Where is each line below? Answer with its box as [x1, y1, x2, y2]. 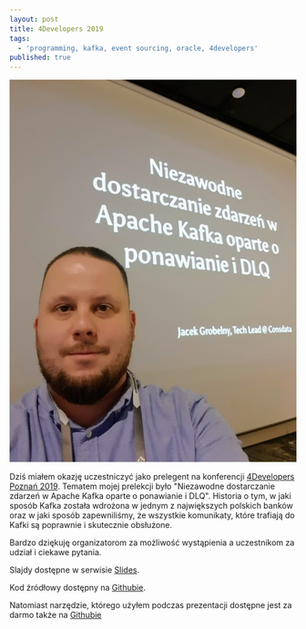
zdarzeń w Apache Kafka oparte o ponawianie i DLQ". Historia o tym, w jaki [9, 490, 291, 501]
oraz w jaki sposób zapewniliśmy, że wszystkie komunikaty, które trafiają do [9, 510, 295, 521]
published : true [9, 53, 71, 63]
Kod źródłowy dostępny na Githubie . [9, 582, 146, 593]
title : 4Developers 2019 [9, 24, 104, 34]
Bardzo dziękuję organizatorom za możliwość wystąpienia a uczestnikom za [9, 537, 295, 548]
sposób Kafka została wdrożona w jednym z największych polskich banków [9, 500, 293, 511]
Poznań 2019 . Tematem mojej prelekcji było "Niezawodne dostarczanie [9, 481, 276, 492]
